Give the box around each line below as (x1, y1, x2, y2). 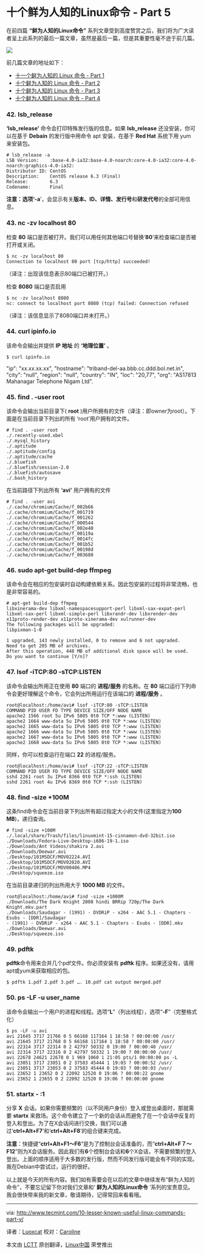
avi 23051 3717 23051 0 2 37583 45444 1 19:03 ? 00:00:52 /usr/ (6, 1060, 172, 1066)
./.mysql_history (6, 438, 50, 444)
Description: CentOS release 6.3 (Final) (6, 173, 121, 180)
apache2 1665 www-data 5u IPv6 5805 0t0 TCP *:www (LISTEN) (6, 723, 162, 729)
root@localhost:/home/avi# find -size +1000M (6, 894, 123, 900)
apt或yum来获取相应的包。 (6, 967, 73, 975)
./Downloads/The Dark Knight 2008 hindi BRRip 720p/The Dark (6, 899, 165, 905)
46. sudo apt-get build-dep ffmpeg (6, 566, 111, 575)
